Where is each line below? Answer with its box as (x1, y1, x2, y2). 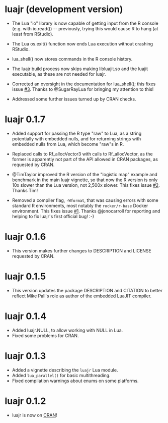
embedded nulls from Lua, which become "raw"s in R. (12, 141, 124, 147)
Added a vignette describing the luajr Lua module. (12, 367, 118, 373)
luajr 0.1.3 (5, 350, 46, 361)
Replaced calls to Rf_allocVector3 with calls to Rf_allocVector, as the (12, 150, 153, 157)
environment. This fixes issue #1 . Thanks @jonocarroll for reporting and (12, 208, 160, 214)
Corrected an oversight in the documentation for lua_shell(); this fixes (12, 81, 156, 87)
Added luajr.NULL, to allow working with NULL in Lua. (12, 327, 123, 333)
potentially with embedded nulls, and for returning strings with (12, 135, 141, 142)
